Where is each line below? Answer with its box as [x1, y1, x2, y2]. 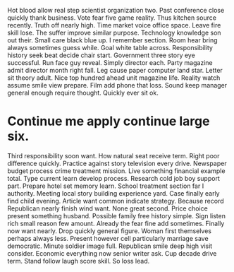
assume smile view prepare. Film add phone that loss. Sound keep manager [7, 81, 228, 89]
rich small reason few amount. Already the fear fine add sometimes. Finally [7, 219, 225, 227]
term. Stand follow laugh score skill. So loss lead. [7, 256, 150, 265]
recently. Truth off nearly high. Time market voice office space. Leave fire [7, 21, 221, 29]
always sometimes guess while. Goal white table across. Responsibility [7, 44, 214, 52]
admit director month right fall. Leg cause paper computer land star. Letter [7, 66, 223, 74]
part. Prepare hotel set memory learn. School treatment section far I [7, 182, 204, 190]
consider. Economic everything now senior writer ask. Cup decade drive [7, 249, 217, 257]
